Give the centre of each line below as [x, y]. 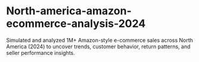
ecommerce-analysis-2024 [76, 24]
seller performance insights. [41, 52]
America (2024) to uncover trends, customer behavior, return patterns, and [98, 46]
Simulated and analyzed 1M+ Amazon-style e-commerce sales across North [100, 40]
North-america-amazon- [69, 11]
